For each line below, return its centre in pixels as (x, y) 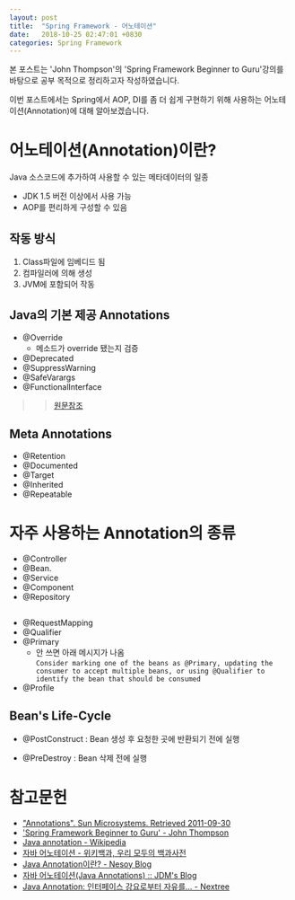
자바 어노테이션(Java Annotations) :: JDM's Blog (109, 875)
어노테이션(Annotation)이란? (113, 150)
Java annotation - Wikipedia (74, 842)
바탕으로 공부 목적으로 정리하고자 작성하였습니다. (95, 81)
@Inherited (43, 484)
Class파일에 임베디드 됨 (64, 262)
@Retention (43, 455)
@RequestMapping (58, 622)
